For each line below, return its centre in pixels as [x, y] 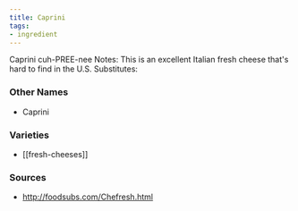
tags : [19, 26]
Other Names [39, 92]
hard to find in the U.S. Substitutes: [74, 69]
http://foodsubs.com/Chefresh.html [88, 197]
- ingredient [34, 34]
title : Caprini [38, 17]
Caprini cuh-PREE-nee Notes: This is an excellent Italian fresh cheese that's [149, 60]
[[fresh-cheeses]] [55, 154]
